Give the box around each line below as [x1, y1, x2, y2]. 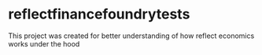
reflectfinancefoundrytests [8, 5, 190, 23]
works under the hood [8, 39, 80, 48]
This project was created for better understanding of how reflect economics [8, 31, 255, 40]
